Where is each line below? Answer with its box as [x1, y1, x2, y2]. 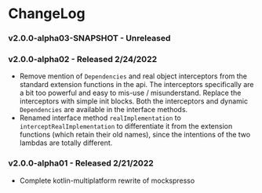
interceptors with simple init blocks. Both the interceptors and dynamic [19, 96, 249, 106]
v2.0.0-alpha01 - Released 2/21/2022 [8, 158, 155, 169]
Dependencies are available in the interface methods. [19, 105, 188, 115]
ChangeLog [8, 5, 86, 23]
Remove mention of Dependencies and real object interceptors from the [19, 71, 247, 81]
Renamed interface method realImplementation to [19, 113, 182, 122]
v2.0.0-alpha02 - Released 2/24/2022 [8, 54, 158, 65]
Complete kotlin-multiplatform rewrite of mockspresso [19, 176, 195, 185]
